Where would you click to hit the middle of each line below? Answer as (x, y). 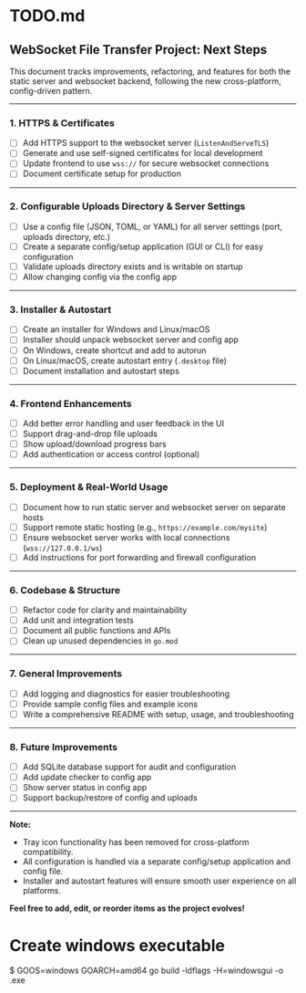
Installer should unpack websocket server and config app (131, 340)
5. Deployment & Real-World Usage (89, 487)
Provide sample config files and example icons (110, 704)
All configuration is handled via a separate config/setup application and (157, 862)
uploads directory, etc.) (66, 236)
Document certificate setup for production (102, 173)
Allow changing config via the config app (100, 277)
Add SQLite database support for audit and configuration (129, 767)
